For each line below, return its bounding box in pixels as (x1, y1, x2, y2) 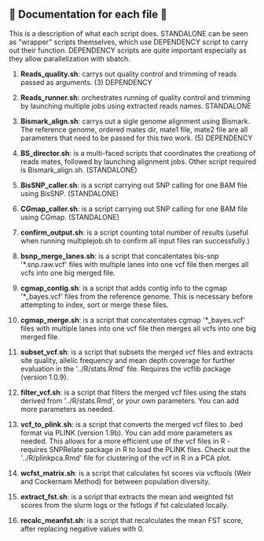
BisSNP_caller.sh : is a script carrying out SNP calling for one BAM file (20, 180, 247, 190)
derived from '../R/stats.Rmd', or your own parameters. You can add (20, 395, 239, 406)
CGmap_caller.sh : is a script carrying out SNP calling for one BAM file (20, 204, 248, 213)
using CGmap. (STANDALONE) (20, 212, 120, 221)
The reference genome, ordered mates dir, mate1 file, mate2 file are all (20, 124, 248, 134)
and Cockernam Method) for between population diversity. (20, 476, 211, 486)
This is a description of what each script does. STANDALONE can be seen (9, 28, 248, 38)
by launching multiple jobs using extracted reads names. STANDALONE (20, 101, 251, 110)
